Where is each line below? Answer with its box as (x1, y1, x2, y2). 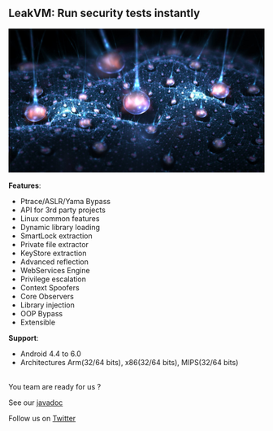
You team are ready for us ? (8, 382, 102, 392)
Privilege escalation (19, 274, 87, 284)
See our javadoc (8, 398, 63, 407)
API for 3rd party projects (19, 205, 106, 215)
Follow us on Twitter (8, 414, 76, 424)
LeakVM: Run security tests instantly (8, 7, 201, 20)
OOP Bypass (19, 309, 63, 319)
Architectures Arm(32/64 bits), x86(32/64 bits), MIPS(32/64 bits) (19, 358, 239, 368)
